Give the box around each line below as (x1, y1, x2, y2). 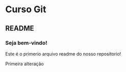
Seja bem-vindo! (5, 39, 47, 46)
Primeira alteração (5, 60, 44, 67)
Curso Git (5, 4, 46, 15)
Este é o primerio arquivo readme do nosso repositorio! (5, 51, 121, 57)
